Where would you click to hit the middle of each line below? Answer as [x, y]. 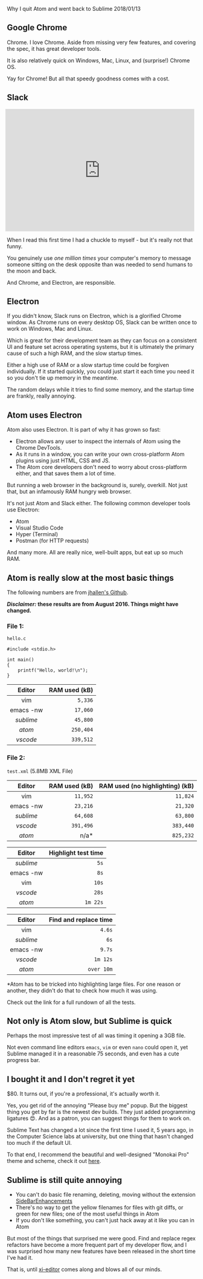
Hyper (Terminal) [37, 534]
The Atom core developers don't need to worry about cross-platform [101, 467]
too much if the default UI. [39, 1143]
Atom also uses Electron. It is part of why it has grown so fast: [84, 430]
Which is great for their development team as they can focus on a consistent [102, 340]
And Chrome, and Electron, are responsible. [61, 282]
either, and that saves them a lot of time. [66, 473]
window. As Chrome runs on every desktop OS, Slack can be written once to [102, 322]
